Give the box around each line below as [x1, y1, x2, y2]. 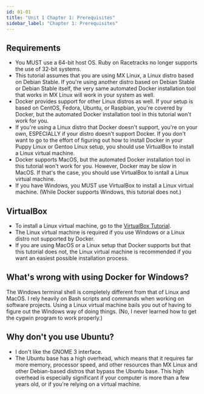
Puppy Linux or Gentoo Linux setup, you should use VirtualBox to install [15, 143, 194, 150]
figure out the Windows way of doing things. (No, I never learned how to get [6, 308, 197, 315]
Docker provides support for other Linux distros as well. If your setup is [15, 98, 193, 105]
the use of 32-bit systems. [15, 65, 82, 73]
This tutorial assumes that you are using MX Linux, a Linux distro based [15, 72, 194, 79]
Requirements [6, 43, 61, 53]
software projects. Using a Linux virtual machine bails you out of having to [6, 301, 192, 308]
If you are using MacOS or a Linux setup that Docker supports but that [15, 242, 191, 248]
